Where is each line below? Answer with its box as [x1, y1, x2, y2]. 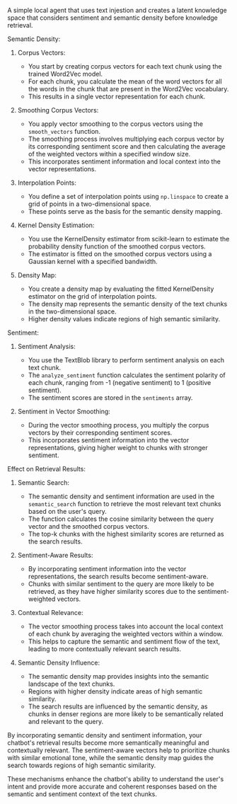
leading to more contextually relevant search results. [28, 645, 182, 653]
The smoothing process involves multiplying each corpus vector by [28, 134, 224, 143]
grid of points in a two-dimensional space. [28, 200, 152, 208]
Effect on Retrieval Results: [7, 465, 86, 473]
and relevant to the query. [28, 718, 104, 725]
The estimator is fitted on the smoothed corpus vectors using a [28, 250, 212, 258]
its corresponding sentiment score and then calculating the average [28, 142, 226, 151]
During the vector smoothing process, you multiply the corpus [28, 421, 209, 429]
